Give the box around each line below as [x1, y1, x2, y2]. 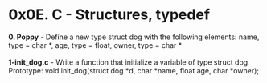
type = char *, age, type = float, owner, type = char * [8, 40, 183, 49]
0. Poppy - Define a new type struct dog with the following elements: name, [8, 32, 260, 41]
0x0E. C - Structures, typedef [8, 6, 211, 24]
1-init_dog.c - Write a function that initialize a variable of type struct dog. [8, 57, 251, 67]
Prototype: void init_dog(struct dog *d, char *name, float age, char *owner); [8, 65, 260, 75]
